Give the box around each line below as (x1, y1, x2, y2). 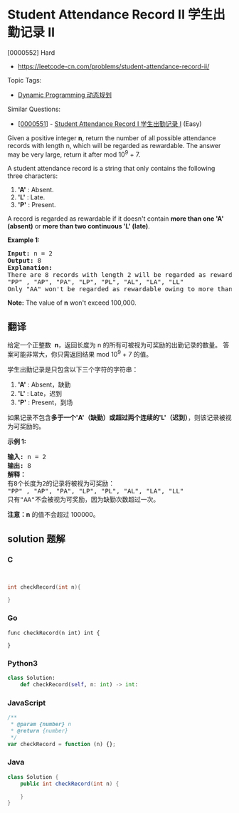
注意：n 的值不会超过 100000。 (7, 510, 100, 519)
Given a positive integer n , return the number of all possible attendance (7, 133, 216, 142)
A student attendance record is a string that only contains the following (7, 164, 216, 172)
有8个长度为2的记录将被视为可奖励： (7, 480, 115, 488)
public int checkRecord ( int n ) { (20, 780, 119, 787)
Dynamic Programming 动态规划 (17, 90, 112, 99)
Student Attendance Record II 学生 (7, 6, 213, 23)
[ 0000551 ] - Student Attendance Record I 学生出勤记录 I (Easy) (17, 119, 202, 128)
